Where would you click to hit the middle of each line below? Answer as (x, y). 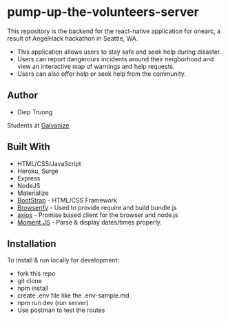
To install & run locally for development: (63, 260)
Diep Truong (35, 112)
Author (22, 95)
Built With (29, 147)
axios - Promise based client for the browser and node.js (97, 215)
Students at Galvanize (38, 125)
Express (29, 178)
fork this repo (36, 273)
